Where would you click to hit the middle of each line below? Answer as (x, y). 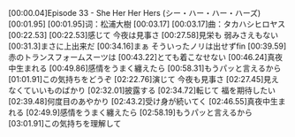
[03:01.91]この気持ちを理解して (65, 123)
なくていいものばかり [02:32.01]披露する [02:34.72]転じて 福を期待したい (142, 90)
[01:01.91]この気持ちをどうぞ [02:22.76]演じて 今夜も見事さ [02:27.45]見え (144, 79)
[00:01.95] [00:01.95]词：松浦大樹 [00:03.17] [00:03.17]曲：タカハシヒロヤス (147, 24)
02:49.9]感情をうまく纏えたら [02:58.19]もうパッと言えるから (141, 112)
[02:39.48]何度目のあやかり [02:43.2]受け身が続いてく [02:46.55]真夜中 (140, 101)
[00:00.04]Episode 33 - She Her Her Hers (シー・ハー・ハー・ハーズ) (135, 13)
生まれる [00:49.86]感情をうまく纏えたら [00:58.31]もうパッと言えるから (148, 68)
